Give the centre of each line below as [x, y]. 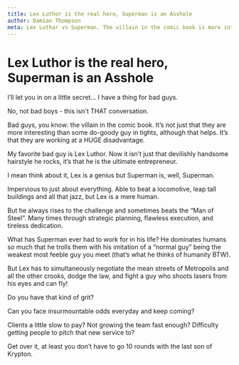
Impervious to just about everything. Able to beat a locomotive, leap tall [112, 189]
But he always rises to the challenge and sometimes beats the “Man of [111, 210]
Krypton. [20, 354]
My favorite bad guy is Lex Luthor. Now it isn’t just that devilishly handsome [118, 154]
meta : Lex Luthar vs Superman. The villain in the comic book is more [114, 27]
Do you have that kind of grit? [51, 297]
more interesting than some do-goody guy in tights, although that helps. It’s [118, 133]
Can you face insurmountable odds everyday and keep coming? [101, 312]
